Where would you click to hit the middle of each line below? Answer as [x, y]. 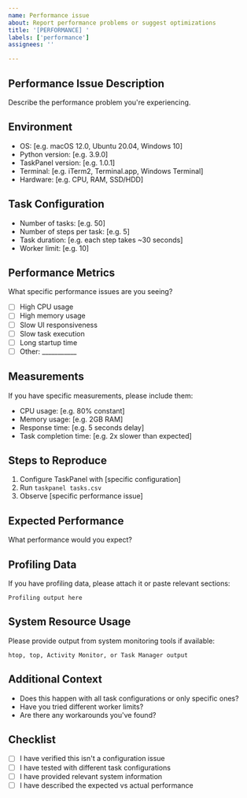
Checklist [32, 740]
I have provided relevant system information [91, 776]
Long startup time [48, 342]
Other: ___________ [48, 351]
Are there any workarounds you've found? [88, 715]
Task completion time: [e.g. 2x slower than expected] [106, 436]
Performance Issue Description [87, 83]
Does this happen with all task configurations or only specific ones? [129, 698]
